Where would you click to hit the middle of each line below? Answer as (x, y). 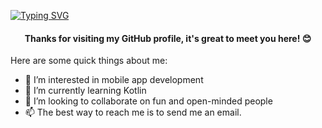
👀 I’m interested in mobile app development (114, 80)
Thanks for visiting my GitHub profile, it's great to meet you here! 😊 (168, 38)
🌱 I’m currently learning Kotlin (85, 91)
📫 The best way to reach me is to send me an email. (133, 112)
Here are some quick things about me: (89, 61)
